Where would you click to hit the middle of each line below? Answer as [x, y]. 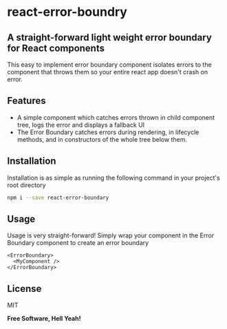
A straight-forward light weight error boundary [109, 38]
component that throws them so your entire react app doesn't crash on [108, 72]
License [24, 289]
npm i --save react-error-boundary [58, 198]
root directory [26, 185]
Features [26, 101]
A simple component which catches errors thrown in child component [116, 117]
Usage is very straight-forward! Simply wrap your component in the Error [111, 235]
